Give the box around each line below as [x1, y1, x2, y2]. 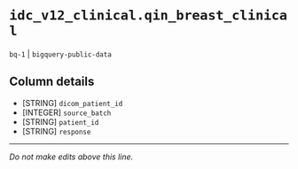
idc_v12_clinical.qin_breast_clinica [9, 7, 288, 24]
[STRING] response [21, 126, 91, 136]
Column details [9, 74, 95, 89]
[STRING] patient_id [21, 116, 99, 127]
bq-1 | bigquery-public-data [9, 48, 113, 59]
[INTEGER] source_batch [21, 107, 112, 118]
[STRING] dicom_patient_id [21, 97, 123, 108]
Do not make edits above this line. [9, 151, 134, 162]
